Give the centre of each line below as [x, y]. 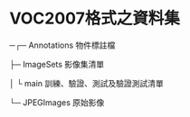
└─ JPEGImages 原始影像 [57, 102]
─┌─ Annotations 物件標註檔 [62, 45]
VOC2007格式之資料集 [95, 18]
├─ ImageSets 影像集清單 [57, 64]
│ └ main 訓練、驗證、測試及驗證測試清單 [87, 83]
